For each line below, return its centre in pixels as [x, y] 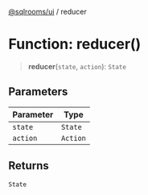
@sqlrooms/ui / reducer [47, 12]
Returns [29, 166]
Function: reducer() [75, 44]
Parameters [38, 92]
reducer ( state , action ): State [77, 66]
